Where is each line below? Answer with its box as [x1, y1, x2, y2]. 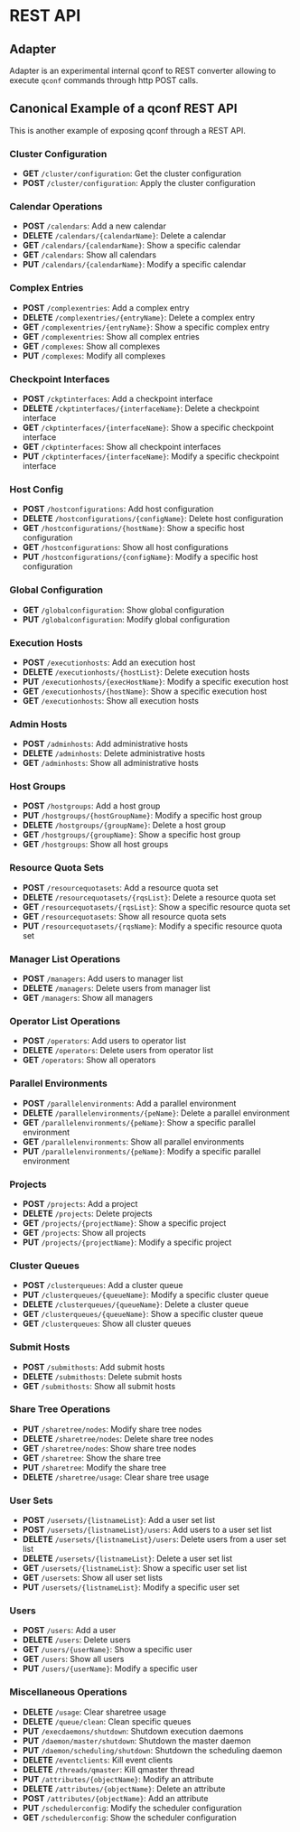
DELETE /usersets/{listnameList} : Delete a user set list [22, 1553, 233, 1564]
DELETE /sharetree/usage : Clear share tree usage [22, 1472, 210, 1482]
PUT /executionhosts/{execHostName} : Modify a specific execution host [22, 676, 289, 687]
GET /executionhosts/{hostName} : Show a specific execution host [22, 686, 267, 696]
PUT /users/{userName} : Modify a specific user [22, 1663, 198, 1674]
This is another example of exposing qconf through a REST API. [9, 125, 246, 136]
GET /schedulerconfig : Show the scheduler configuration [22, 1812, 237, 1823]
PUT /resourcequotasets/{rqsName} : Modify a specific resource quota [22, 921, 283, 931]
